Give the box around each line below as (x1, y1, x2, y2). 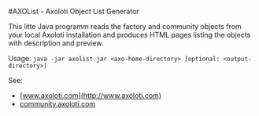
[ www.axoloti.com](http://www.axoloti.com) (19, 91, 162, 100)
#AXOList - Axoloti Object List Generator (8, 7, 139, 16)
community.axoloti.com (19, 100, 96, 108)
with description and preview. (8, 38, 104, 48)
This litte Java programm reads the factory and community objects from (8, 22, 242, 31)
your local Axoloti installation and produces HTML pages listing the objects (8, 31, 251, 39)
